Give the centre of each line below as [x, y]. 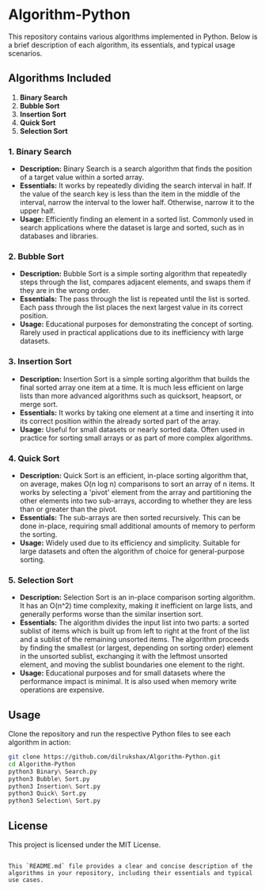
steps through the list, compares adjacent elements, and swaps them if [135, 282]
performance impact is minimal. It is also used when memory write [128, 682]
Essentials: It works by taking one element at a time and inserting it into [137, 413]
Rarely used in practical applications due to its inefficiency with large [131, 333]
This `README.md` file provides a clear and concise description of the [131, 866]
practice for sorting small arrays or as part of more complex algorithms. [136, 438]
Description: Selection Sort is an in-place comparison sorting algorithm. [137, 597]
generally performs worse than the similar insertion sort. [111, 614]
